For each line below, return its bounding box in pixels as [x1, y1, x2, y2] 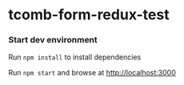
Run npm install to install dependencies [8, 52, 142, 62]
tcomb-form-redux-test [8, 6, 170, 24]
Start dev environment [8, 34, 98, 46]
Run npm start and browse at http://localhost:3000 [8, 68, 176, 78]
